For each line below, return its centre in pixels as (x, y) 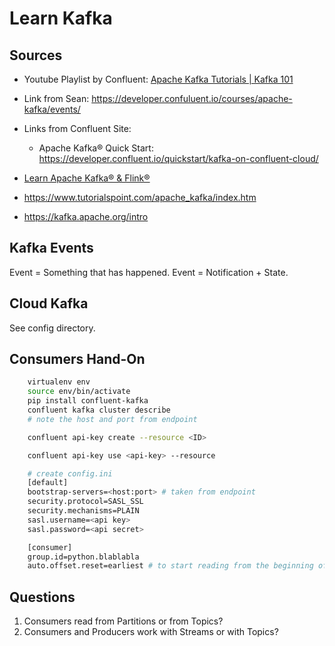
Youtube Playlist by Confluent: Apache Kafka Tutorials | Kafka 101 (158, 79)
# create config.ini (70, 473)
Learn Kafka (61, 18)
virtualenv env (59, 382)
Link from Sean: (56, 98)
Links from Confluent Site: (77, 128)
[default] (48, 483)
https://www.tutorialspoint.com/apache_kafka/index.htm (140, 197)
